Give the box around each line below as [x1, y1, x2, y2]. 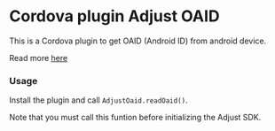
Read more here [9, 52, 68, 63]
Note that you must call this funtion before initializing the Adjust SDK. [9, 112, 262, 123]
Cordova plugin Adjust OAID [9, 6, 220, 27]
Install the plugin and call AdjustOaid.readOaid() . [9, 95, 188, 105]
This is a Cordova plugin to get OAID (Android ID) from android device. [9, 35, 267, 46]
